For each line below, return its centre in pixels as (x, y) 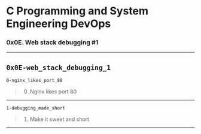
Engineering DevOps (59, 24)
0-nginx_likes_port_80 (34, 81)
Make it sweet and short (60, 119)
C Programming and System (77, 11)
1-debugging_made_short (36, 108)
